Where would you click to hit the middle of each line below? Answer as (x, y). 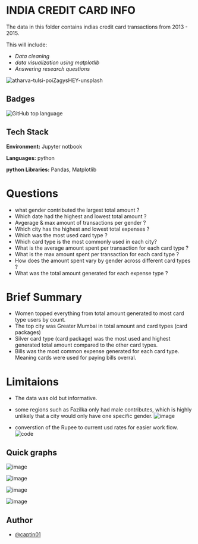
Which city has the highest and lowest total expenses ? (82, 229)
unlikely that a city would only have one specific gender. (84, 416)
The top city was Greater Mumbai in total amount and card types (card (101, 326)
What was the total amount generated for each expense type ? (91, 273)
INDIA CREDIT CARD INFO (71, 10)
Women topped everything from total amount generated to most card (99, 313)
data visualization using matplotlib (57, 62)
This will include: (27, 45)
